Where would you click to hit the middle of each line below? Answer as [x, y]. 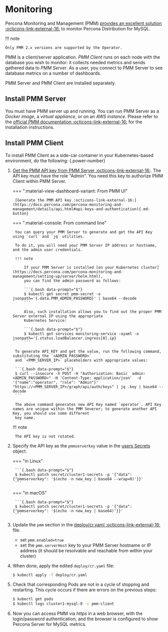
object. [20, 451]
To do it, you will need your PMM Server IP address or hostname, [86, 245]
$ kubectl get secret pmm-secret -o [62, 294]
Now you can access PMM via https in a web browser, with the [77, 614]
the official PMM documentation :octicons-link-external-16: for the [74, 122]
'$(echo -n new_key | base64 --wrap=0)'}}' [97, 479]
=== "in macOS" [29, 493]
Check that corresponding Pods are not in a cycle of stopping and [81, 585]
